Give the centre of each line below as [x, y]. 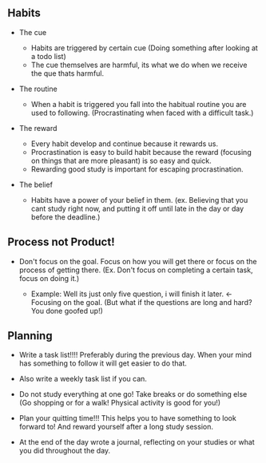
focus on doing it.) [49, 278]
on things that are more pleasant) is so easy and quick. [121, 160]
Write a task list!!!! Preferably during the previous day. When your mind [135, 355]
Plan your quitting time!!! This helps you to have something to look [127, 418]
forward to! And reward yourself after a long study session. [116, 427]
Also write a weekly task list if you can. [83, 379]
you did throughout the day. [65, 451]
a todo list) [48, 56]
